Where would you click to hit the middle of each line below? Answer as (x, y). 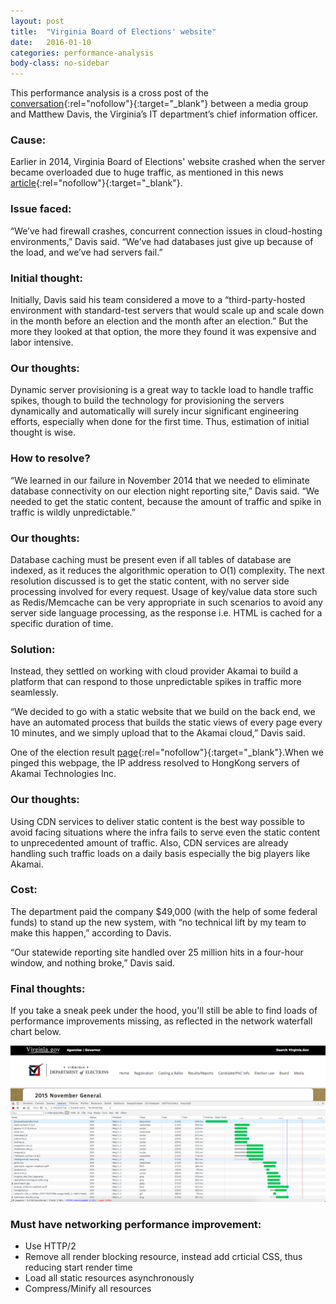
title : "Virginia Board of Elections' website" (113, 31)
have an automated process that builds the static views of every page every (166, 722)
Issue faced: (41, 209)
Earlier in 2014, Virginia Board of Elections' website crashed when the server (168, 162)
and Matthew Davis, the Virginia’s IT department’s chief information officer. (164, 114)
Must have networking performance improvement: (136, 1225)
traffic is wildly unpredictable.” (73, 512)
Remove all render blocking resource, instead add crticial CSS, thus (163, 1257)
